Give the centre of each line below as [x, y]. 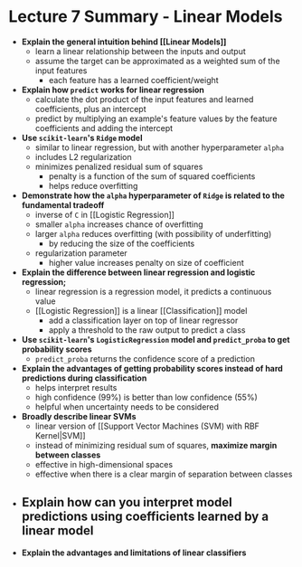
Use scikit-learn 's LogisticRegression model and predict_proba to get [156, 339]
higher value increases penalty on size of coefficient [146, 262]
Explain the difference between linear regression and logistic [138, 272]
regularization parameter [81, 253]
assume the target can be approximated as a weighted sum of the [158, 61]
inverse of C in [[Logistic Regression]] [105, 214]
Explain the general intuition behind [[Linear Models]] [124, 42]
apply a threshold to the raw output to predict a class [147, 330]
